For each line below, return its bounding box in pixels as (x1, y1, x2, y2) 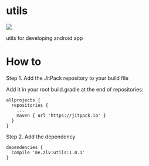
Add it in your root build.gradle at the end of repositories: (6, 86, 144, 93)
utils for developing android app (6, 34, 83, 42)
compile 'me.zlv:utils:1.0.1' (11, 150, 85, 155)
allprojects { (6, 97, 41, 103)
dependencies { (6, 144, 43, 150)
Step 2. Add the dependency (6, 133, 76, 140)
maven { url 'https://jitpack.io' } (16, 113, 107, 118)
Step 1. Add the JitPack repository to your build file (6, 74, 129, 82)
